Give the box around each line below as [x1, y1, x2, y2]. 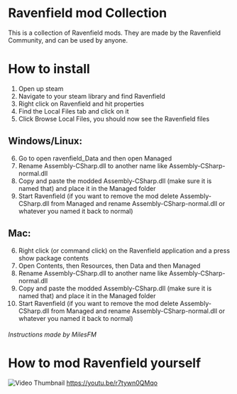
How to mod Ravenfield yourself [8, 355, 202, 371]
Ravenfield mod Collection [8, 5, 167, 21]
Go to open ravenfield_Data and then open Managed [18, 154, 172, 163]
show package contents [18, 253, 89, 262]
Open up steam [18, 84, 64, 93]
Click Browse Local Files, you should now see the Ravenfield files [18, 114, 210, 123]
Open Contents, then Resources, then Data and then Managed [18, 261, 201, 270]
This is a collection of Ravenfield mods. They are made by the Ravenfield [8, 28, 221, 37]
